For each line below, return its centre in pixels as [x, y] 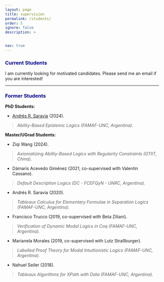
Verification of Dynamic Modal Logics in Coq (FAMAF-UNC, [77, 226]
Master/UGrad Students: [31, 135]
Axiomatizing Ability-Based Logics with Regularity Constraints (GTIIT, [87, 154]
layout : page [18, 10]
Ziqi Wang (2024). [30, 144]
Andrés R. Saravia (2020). [38, 193]
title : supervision [25, 14]
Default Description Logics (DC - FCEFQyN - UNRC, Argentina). [81, 183]
